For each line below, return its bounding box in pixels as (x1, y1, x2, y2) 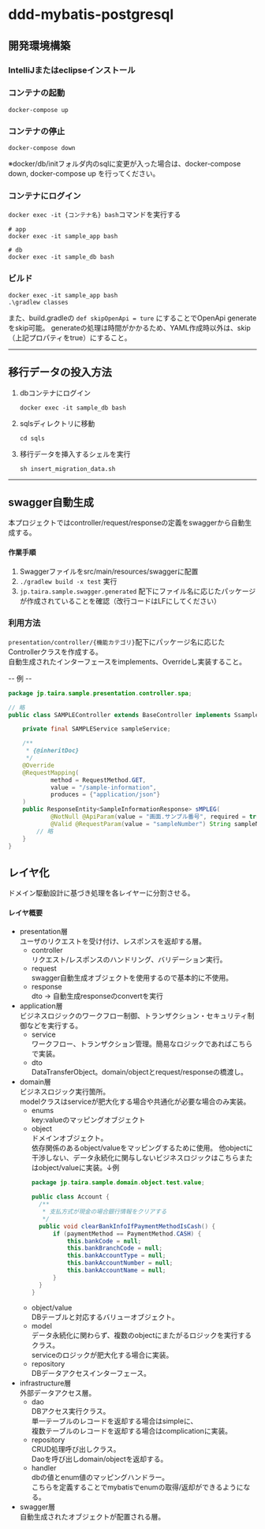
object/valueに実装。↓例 (38, 1163, 120, 1172)
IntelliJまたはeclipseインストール (8, 65, 136, 76)
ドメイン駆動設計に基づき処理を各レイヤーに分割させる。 (8, 888, 195, 898)
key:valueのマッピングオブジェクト (31, 1115, 146, 1125)
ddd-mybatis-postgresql (8, 6, 174, 24)
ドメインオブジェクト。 (31, 1134, 108, 1143)
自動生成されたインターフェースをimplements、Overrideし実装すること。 (8, 656, 247, 666)
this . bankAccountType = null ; (66, 1252, 166, 1260)
